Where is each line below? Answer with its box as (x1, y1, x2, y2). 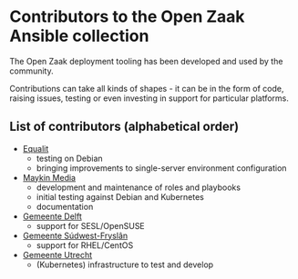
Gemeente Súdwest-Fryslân (22, 230, 128, 241)
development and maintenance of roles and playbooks (36, 182, 241, 193)
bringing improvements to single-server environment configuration (36, 162, 287, 174)
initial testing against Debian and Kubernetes (36, 191, 205, 202)
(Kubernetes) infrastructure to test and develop (36, 259, 214, 270)
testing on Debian (36, 153, 103, 164)
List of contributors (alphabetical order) (9, 119, 240, 135)
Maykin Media (22, 172, 76, 183)
